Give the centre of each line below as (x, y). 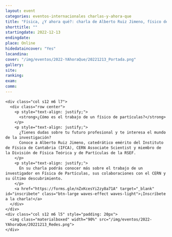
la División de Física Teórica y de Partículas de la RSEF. (71, 153)
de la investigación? (28, 137)
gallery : (15, 65)
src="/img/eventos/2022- (126, 219)
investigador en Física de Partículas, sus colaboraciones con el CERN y (86, 173)
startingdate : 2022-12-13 (33, 33)
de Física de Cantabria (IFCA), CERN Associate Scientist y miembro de (83, 148)
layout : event (20, 11)
